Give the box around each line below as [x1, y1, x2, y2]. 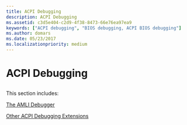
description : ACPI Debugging [6, 14, 77, 20]
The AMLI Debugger [6, 101, 56, 109]
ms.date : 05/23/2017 [6, 36, 57, 42]
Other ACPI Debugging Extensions [6, 113, 89, 120]
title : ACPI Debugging [6, 8, 61, 15]
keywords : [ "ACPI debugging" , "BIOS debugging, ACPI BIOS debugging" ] [6, 25, 182, 31]
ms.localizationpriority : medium [6, 42, 88, 48]
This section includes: [6, 90, 59, 97]
